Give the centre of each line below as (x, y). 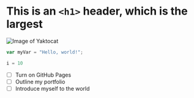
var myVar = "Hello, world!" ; (45, 52)
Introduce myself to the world (52, 88)
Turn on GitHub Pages (43, 75)
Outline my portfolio (40, 82)
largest (24, 24)
